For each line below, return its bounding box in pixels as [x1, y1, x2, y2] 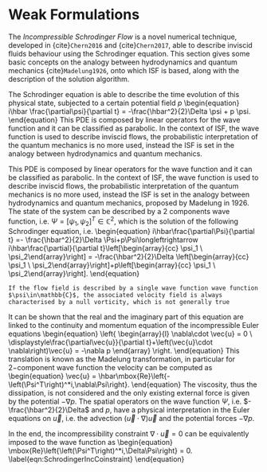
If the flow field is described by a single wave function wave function [8, 284, 259, 292]
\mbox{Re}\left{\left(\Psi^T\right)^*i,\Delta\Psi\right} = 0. [8, 446, 193, 455]
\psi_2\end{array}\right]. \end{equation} [8, 269, 140, 279]
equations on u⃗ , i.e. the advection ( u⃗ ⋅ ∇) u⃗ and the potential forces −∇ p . [8, 414, 255, 423]
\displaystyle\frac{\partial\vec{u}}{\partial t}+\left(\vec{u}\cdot [8, 337, 214, 347]
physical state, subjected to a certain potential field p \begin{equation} [8, 98, 240, 107]
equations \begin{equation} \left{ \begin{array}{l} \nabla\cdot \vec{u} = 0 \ [8, 329, 253, 339]
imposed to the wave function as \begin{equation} [8, 438, 174, 447]
